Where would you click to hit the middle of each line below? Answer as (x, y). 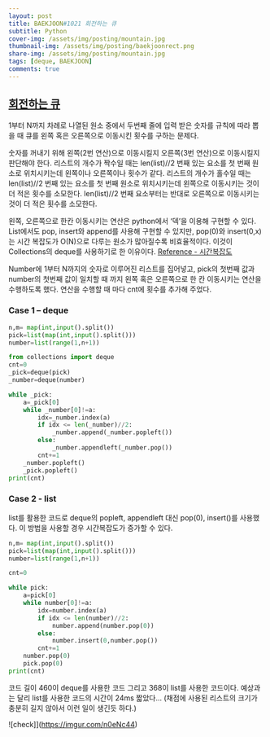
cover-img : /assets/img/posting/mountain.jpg (87, 39)
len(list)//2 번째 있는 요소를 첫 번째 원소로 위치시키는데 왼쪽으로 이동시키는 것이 (134, 183)
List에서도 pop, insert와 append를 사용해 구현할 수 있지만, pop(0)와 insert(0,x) (135, 231)
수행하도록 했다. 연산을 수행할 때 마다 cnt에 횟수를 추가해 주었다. (110, 289)
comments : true (34, 69)
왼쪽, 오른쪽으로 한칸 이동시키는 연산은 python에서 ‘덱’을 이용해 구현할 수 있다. (133, 221)
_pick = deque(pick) (39, 373)
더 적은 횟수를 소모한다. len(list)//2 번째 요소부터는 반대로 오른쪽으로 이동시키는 (134, 193)
